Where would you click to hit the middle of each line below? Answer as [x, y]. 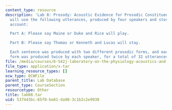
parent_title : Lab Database [35, 81]
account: [19, 24]
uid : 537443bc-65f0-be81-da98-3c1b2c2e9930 [52, 100]
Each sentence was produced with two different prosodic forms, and [84, 52]
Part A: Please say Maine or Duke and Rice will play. [70, 34]
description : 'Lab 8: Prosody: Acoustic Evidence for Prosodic [74, 15]
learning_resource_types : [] [36, 71]
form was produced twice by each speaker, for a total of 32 [77, 57]
